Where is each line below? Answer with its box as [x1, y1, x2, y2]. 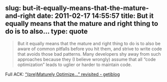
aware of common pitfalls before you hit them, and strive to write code [17, 46, 162, 52]
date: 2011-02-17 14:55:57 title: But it [36, 12, 154, 20]
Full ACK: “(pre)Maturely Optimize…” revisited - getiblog [5, 71, 120, 77]
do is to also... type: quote [5, 27, 88, 36]
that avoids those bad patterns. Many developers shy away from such [17, 51, 161, 57]
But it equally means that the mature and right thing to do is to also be [17, 40, 161, 46]
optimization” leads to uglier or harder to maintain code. [17, 62, 132, 68]
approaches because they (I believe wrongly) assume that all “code [17, 56, 156, 62]
